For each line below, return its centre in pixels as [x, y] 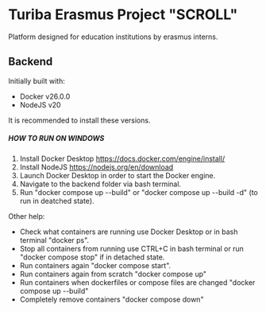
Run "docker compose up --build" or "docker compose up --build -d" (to [139, 192]
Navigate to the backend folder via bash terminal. [100, 184]
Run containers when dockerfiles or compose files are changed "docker [137, 282]
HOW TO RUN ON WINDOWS [56, 138]
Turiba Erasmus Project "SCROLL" [123, 15]
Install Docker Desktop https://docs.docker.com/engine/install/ [122, 158]
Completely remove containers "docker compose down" [112, 299]
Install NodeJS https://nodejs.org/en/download [96, 167]
